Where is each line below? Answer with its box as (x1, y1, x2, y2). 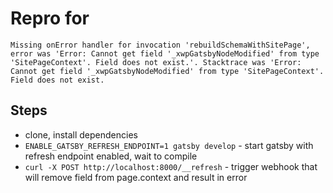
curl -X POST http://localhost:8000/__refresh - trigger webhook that (24, 160, 318, 172)
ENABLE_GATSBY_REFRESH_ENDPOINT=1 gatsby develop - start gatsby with (24, 139, 314, 151)
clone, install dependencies (24, 128, 138, 141)
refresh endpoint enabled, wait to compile (24, 150, 198, 162)
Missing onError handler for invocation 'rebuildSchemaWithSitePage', (10, 40, 311, 50)
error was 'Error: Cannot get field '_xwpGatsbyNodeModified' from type (10, 48, 320, 59)
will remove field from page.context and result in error (24, 171, 248, 183)
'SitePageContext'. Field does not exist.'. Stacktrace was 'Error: (10, 57, 302, 67)
